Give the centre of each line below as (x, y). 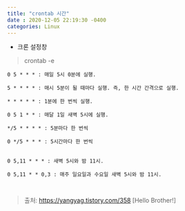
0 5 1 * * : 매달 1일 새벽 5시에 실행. (58, 115)
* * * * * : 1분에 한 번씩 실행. (50, 102)
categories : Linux (33, 26)
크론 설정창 (32, 47)
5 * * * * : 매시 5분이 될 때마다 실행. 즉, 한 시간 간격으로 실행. (93, 88)
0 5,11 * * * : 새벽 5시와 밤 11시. (56, 161)
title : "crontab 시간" (38, 13)
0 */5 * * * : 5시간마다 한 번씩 (50, 142)
